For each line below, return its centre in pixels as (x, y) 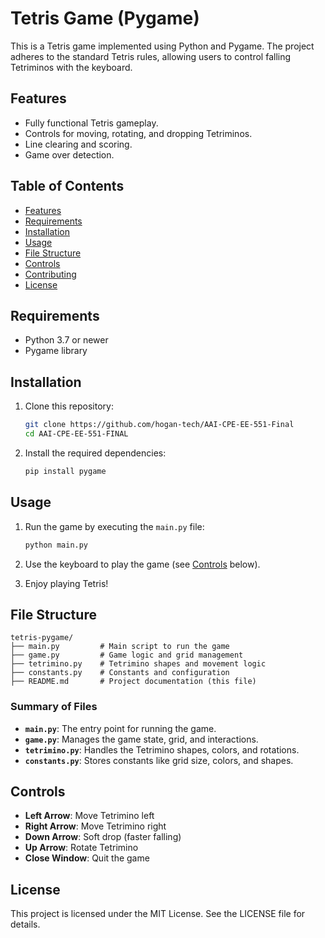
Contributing (50, 274)
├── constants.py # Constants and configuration (120, 673)
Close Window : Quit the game (87, 858)
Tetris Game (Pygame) (105, 18)
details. (25, 924)
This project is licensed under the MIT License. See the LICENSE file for (158, 914)
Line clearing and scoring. (78, 144)
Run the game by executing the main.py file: (114, 526)
